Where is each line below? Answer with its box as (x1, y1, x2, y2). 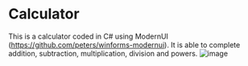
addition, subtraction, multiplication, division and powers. (8, 48, 198, 58)
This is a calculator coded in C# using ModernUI (8, 31, 169, 41)
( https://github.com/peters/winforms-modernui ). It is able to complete (8, 39, 241, 49)
